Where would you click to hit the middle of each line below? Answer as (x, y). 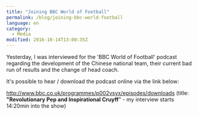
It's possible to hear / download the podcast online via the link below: (93, 81)
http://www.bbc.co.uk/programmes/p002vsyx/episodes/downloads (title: (98, 93)
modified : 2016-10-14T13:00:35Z (47, 40)
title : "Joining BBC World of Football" (58, 12)
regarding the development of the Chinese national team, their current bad (99, 63)
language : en (23, 23)
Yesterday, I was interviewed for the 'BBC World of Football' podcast (92, 57)
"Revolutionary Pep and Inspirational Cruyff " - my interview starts (90, 99)
